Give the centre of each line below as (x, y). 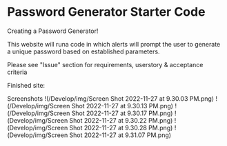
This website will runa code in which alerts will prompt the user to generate (114, 44)
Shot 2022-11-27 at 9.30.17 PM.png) (122, 113)
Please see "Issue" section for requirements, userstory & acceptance (105, 64)
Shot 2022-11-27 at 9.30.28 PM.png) (121, 127)
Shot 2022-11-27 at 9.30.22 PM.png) (121, 120)
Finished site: (26, 85)
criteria (17, 72)
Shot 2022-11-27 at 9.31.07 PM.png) (120, 135)
